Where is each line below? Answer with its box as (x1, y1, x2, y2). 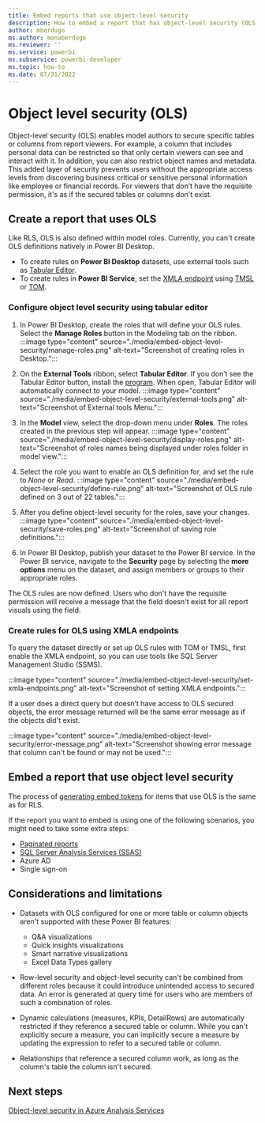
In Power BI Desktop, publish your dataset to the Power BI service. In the (19, 547, 256, 558)
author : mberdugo (8, 26, 65, 34)
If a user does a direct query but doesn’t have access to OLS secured (8, 698, 234, 708)
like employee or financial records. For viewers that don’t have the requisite (8, 181, 252, 191)
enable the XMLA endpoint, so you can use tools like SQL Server (8, 651, 218, 660)
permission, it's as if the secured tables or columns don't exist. (8, 189, 212, 199)
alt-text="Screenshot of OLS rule (145, 483, 252, 493)
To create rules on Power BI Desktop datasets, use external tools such (19, 257, 249, 267)
